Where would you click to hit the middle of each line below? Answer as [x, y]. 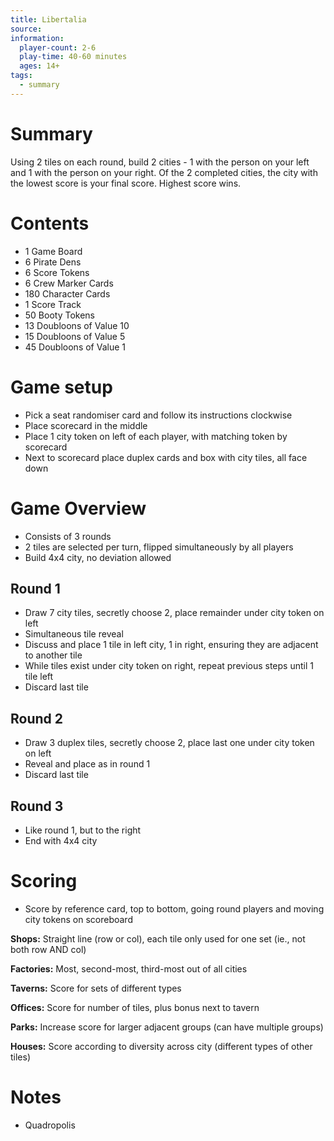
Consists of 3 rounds [68, 536]
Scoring [44, 881]
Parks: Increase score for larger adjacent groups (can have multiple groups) [167, 1027]
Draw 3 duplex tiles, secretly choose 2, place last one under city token [169, 743]
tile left [39, 677]
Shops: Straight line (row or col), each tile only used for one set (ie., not [158, 938]
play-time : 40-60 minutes [73, 57]
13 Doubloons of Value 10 [77, 325]
